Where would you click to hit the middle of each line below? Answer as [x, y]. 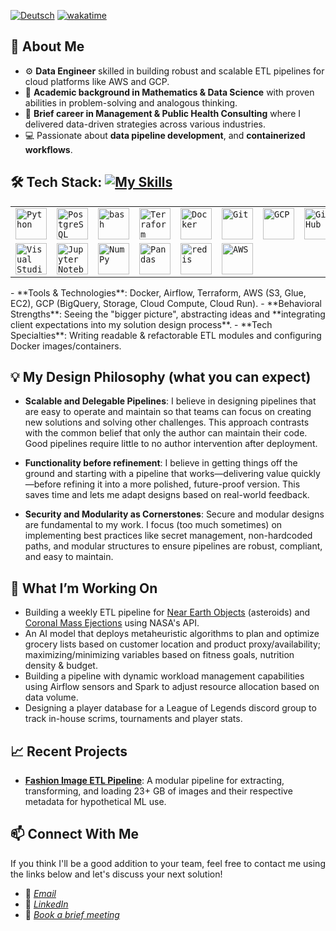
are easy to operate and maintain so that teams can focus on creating [168, 412]
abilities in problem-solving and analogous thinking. [131, 102]
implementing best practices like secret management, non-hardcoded [168, 536]
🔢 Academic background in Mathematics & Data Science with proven [169, 92]
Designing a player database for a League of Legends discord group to [170, 708]
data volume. [51, 697]
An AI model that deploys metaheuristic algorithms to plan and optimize [172, 634]
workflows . [48, 149]
